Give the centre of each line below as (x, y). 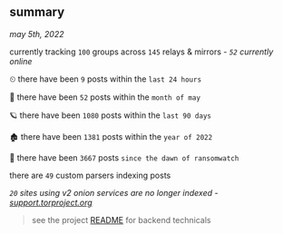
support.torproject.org (51, 202)
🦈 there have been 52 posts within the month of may (105, 97)
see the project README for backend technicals (121, 219)
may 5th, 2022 (37, 34)
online (21, 61)
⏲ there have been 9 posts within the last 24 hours (106, 79)
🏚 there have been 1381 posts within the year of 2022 (111, 136)
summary (37, 12)
